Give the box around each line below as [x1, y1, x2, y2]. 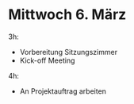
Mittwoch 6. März [8, 6, 127, 24]
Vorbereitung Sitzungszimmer [19, 47, 117, 56]
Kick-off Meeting [19, 56, 75, 65]
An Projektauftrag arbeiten [19, 86, 107, 96]
